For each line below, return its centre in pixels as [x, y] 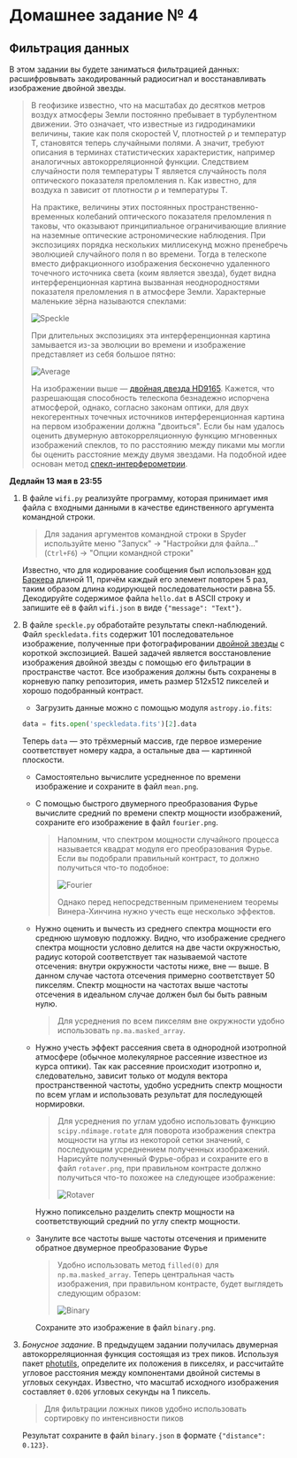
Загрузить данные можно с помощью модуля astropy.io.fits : [153, 708]
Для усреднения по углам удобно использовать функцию [166, 1121]
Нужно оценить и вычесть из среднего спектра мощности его [153, 928]
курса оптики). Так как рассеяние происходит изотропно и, [148, 1066]
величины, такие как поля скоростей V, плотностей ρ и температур [159, 133]
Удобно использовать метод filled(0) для [138, 1265]
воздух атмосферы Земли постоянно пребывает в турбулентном [154, 115]
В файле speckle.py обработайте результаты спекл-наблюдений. [145, 625]
